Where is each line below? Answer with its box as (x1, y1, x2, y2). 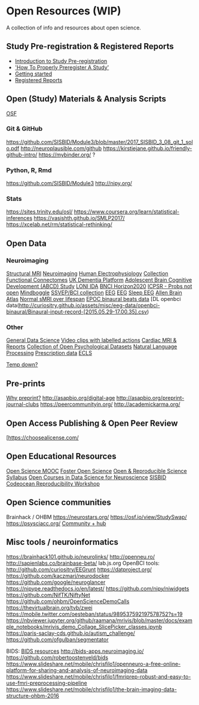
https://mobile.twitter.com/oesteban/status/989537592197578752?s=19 (6, 610, 183, 617)
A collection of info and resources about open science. (6, 24, 142, 31)
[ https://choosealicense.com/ (6, 434, 79, 441)
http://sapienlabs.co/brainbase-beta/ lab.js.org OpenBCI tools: (6, 559, 160, 567)
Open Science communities (6, 498, 112, 508)
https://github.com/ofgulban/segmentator (6, 635, 109, 643)
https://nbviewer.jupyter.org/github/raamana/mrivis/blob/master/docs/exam (6, 616, 192, 624)
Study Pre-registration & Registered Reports (6, 41, 174, 52)
